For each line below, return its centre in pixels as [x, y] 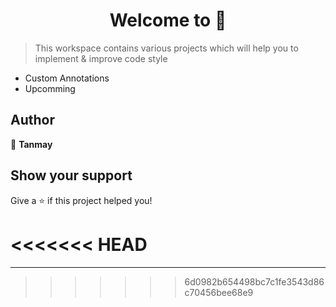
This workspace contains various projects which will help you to [166, 48]
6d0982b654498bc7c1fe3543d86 [254, 281]
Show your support [71, 175]
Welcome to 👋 [168, 20]
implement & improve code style [101, 58]
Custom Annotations [67, 78]
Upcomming [50, 88]
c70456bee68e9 [219, 292]
